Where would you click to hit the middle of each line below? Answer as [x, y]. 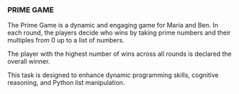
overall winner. [29, 61]
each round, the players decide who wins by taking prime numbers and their [119, 33]
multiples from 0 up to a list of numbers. [66, 40]
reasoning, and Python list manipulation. [66, 83]
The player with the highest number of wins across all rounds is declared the [119, 54]
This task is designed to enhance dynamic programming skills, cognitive [113, 75]
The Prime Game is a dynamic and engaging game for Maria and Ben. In [113, 25]
